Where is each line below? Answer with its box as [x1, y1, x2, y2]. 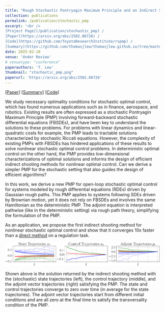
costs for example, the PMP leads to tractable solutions [25, 130, 137, 136]
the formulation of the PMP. [5, 212, 61, 218]
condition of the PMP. [5, 302, 49, 308]
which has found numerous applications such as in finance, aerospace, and [5, 104, 158, 110]
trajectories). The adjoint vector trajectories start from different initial [5, 292, 144, 298]
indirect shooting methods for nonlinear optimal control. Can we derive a [5, 161, 152, 167]
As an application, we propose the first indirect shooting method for [5, 222, 142, 228]
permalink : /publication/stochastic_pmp [5, 18, 89, 23]
